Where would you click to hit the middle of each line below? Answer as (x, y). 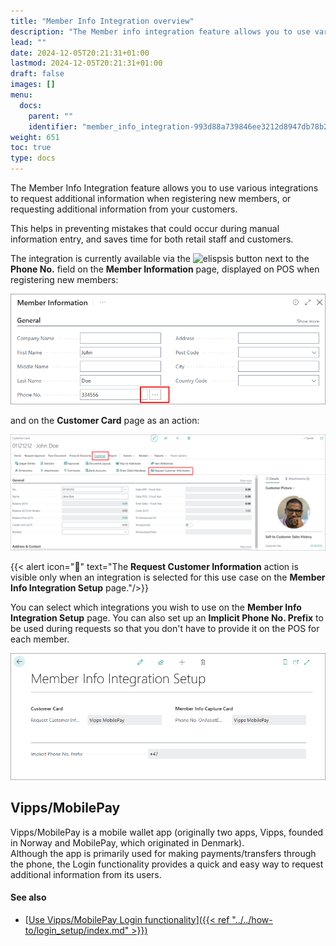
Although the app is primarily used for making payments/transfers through (163, 853)
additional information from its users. (86, 874)
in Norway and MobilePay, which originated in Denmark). (127, 842)
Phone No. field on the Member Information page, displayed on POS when (165, 269)
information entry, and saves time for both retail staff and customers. (152, 239)
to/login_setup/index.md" (77, 930)
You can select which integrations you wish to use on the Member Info (156, 607)
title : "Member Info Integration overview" (102, 21)
